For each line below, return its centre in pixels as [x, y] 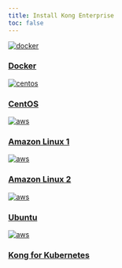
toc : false [26, 23]
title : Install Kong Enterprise [61, 15]
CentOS [24, 104]
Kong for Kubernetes [49, 255]
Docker [22, 66]
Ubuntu [23, 217]
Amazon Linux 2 [40, 179]
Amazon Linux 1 [39, 142]
